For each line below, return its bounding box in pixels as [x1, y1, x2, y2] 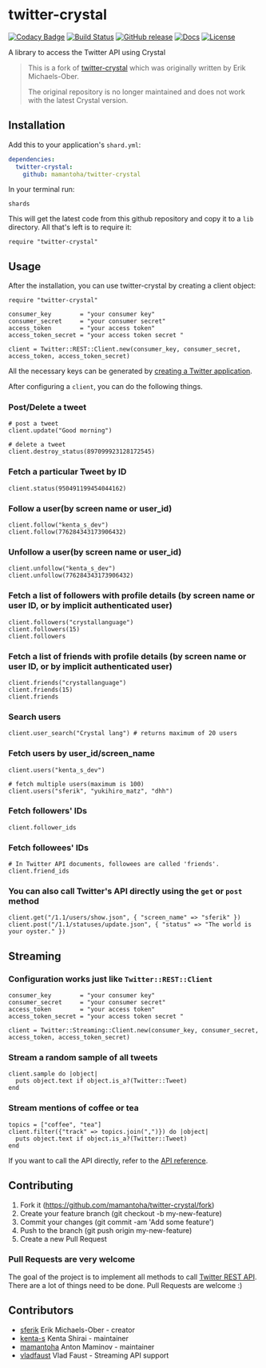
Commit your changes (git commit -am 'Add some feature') [19, 1217, 214, 1227]
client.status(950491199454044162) [8, 484, 127, 492]
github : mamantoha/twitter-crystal [22, 170, 141, 178]
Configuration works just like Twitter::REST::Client [8, 973, 213, 984]
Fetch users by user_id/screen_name [8, 748, 156, 759]
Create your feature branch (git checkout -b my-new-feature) [19, 1208, 222, 1218]
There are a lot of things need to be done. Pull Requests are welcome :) [8, 1280, 243, 1290]
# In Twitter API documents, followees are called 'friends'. [8, 861, 220, 869]
